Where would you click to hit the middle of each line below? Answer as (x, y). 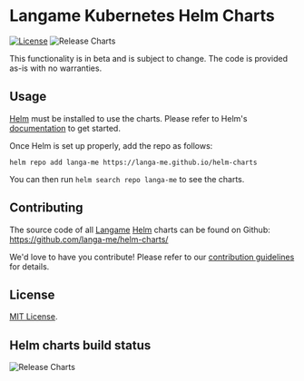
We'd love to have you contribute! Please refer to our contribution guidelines (152, 257)
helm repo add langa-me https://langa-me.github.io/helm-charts (133, 162)
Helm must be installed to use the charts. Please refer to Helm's (128, 118)
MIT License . (34, 317)
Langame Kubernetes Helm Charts (142, 16)
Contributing (46, 208)
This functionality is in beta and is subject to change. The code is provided (149, 58)
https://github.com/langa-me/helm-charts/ (89, 239)
